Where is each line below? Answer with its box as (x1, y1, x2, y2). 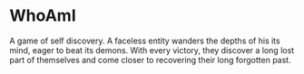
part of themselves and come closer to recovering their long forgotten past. (9, 54, 292, 65)
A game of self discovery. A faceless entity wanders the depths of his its (9, 35, 280, 46)
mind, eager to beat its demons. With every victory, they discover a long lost (9, 44, 295, 55)
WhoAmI (9, 5, 77, 26)
